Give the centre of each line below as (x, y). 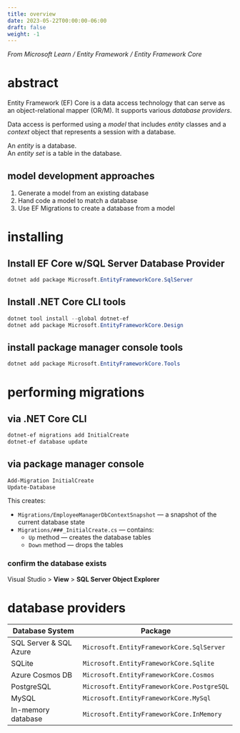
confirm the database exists (57, 564)
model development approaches (81, 176)
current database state (51, 522)
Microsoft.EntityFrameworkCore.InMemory (152, 714)
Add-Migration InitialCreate (51, 480)
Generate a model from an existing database (83, 193)
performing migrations (76, 393)
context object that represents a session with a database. (92, 132)
